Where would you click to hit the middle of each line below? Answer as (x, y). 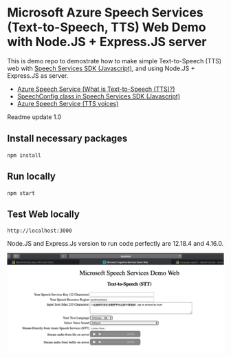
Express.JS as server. (38, 75)
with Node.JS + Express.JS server (107, 42)
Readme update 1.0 (34, 117)
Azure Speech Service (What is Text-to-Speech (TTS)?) (96, 89)
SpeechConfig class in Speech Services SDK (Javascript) (99, 96)
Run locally (32, 177)
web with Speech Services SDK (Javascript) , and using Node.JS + (101, 68)
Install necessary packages (67, 139)
